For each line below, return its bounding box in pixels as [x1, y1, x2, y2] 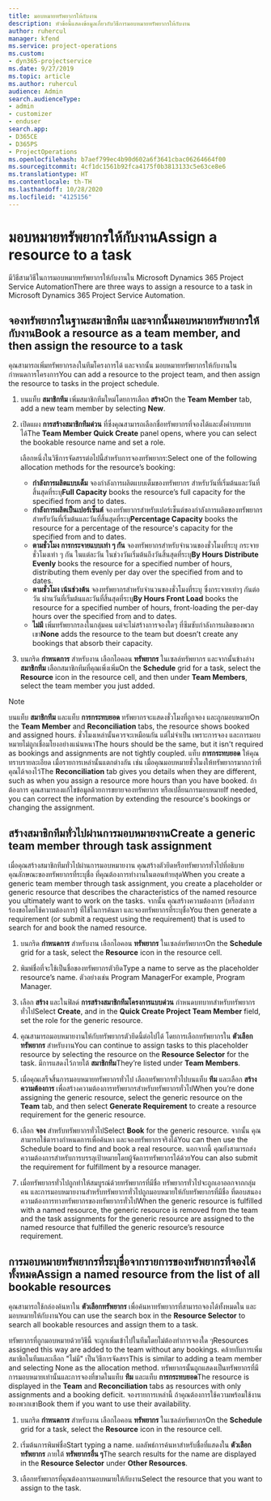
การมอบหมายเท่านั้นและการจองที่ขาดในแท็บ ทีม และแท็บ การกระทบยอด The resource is [8, 1372, 249, 1382]
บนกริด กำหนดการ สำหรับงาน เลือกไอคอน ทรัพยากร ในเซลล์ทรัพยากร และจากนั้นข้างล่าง [19, 654, 255, 664]
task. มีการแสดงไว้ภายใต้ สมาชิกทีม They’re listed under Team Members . [19, 1058, 241, 1068]
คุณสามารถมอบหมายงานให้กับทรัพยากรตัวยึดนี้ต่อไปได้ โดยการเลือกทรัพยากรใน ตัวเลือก [19, 1031, 253, 1041]
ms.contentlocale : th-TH [8, 178, 92, 187]
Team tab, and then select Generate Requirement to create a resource [19, 1101, 257, 1112]
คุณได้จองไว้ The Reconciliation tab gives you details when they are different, [8, 767, 257, 776]
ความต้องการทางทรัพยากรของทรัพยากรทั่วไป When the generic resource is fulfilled [19, 1196, 263, 1206]
